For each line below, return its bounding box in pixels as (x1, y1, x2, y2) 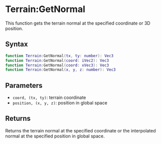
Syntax (5, 40, 28, 49)
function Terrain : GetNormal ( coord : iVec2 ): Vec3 (5, 58, 109, 63)
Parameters (5, 81, 43, 90)
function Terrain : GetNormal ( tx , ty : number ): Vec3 (5, 53, 114, 58)
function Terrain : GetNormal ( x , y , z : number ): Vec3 (5, 67, 116, 72)
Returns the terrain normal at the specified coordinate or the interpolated (5, 127, 156, 133)
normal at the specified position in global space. (5, 133, 105, 139)
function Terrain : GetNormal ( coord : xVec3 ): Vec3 (5, 63, 109, 68)
